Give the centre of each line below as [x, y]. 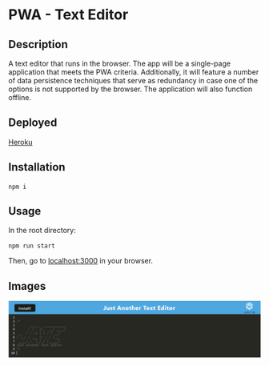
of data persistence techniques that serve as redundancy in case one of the [133, 80]
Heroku [20, 142]
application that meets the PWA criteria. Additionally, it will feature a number [134, 72]
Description [38, 44]
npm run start [32, 246]
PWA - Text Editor [68, 15]
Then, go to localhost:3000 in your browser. [81, 261]
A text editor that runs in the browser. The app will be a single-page [119, 63]
